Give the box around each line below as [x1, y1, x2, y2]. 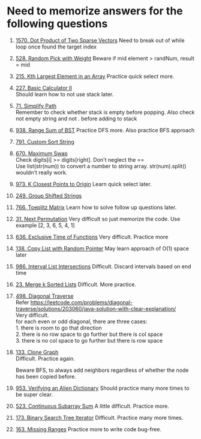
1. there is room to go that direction [15, 324, 103, 331]
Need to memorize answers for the [7, 4, 183, 18]
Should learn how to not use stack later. [15, 90, 114, 98]
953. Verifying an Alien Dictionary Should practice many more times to [15, 384, 190, 392]
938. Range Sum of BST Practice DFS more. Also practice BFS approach [15, 126, 195, 134]
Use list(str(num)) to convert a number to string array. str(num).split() [15, 162, 187, 169]
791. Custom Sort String [15, 138, 74, 145]
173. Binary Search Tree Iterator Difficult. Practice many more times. [15, 414, 184, 421]
